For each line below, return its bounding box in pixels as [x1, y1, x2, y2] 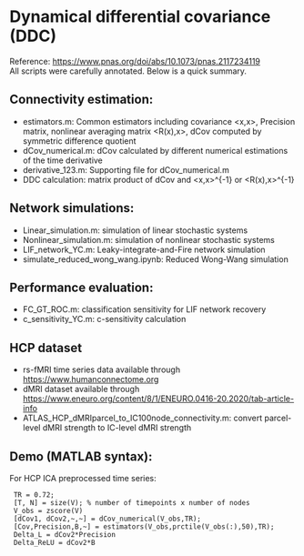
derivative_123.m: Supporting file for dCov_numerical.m [22, 164, 229, 175]
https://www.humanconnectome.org [22, 374, 159, 385]
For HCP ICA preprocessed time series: [9, 473, 157, 483]
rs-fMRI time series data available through [22, 364, 180, 375]
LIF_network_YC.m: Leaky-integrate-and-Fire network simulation [22, 244, 266, 255]
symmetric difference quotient [22, 135, 137, 147]
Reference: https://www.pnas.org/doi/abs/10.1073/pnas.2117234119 [9, 56, 261, 66]
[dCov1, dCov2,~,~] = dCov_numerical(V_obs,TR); [13, 514, 202, 523]
